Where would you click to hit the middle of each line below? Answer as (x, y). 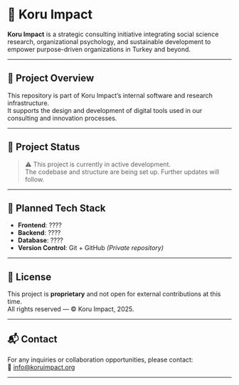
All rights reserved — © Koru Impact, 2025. (71, 309)
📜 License (30, 277)
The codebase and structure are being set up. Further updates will (122, 172)
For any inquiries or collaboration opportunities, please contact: (100, 359)
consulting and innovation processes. (62, 118)
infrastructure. (28, 103)
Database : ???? (41, 240)
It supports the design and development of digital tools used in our (105, 110)
